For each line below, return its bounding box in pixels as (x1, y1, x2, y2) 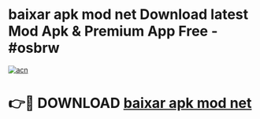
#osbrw (8, 39, 61, 57)
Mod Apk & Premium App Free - (8, 22, 218, 40)
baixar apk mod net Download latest (8, 6, 249, 24)
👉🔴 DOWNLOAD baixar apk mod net (8, 95, 252, 112)
